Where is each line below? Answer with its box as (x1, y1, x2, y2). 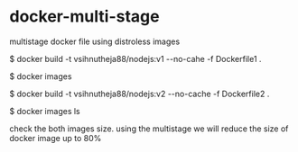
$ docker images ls (9, 105, 80, 116)
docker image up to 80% (9, 132, 102, 143)
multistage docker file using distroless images (9, 36, 181, 47)
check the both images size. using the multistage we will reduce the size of (9, 123, 289, 134)
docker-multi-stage (9, 6, 160, 27)
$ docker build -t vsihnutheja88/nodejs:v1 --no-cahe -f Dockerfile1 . (9, 53, 262, 64)
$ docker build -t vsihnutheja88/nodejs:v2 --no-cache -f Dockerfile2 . (9, 88, 270, 99)
